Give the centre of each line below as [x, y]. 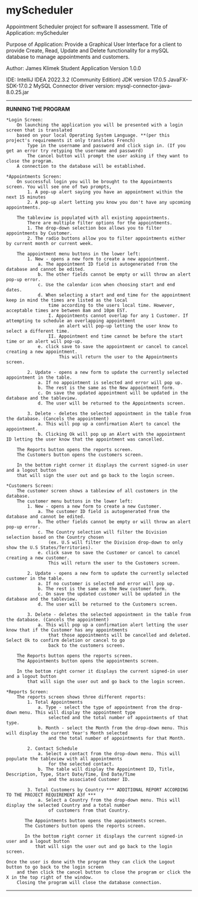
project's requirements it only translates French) [71, 140]
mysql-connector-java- [144, 85]
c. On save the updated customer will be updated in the [109, 594]
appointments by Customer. [39, 233]
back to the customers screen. [87, 646]
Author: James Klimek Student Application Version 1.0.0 [74, 68]
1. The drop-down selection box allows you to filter [95, 228]
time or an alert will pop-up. [44, 341]
